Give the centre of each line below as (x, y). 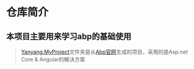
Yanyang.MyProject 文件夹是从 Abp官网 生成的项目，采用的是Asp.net (104, 52)
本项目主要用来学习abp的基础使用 (69, 36)
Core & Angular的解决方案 (53, 59)
